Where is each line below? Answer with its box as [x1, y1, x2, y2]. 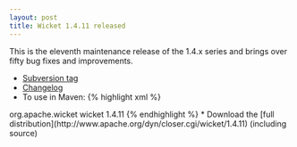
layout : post [9, 12, 58, 22]
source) [9, 127, 38, 138]
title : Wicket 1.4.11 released [9, 21, 126, 30]
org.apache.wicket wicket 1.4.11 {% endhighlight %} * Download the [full [9, 109, 275, 119]
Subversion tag [21, 72, 79, 83]
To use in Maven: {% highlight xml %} [21, 91, 162, 102]
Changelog [21, 82, 64, 93]
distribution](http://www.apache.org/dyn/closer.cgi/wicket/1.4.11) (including [9, 118, 287, 129]
